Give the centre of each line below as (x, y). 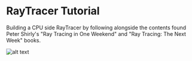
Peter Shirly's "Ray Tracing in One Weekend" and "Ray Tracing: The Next (96, 33)
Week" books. (24, 40)
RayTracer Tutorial (53, 11)
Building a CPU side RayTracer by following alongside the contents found (96, 28)
